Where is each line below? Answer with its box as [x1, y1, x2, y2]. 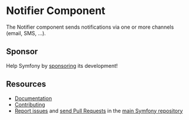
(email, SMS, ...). [6, 29, 46, 36]
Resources [6, 79, 46, 89]
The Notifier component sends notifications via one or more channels [6, 23, 174, 30]
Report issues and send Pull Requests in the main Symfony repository [14, 107, 183, 114]
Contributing [14, 101, 45, 108]
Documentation [14, 95, 52, 102]
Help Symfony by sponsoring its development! [6, 62, 118, 69]
